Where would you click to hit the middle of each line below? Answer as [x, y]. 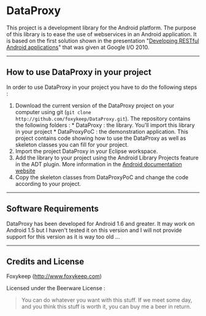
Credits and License [45, 261]
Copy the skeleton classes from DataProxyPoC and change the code [102, 177]
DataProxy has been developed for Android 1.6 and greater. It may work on [101, 223]
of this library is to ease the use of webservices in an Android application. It [102, 34]
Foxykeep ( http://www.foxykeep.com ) [54, 276]
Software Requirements [53, 209]
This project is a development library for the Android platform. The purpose [101, 28]
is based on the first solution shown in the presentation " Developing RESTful [103, 40]
